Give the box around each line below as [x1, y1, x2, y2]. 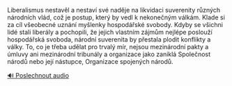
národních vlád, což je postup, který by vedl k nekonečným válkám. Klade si [7, 13, 225, 21]
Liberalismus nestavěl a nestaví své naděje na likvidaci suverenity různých [7, 6, 221, 14]
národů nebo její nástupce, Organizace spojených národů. [7, 58, 173, 65]
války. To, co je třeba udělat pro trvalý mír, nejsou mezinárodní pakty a [7, 43, 209, 51]
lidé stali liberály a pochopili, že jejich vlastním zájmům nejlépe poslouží [7, 28, 212, 36]
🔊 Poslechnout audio [7, 71, 70, 79]
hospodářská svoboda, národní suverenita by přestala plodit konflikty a [7, 35, 211, 44]
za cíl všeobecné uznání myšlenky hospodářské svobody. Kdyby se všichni [7, 21, 223, 28]
